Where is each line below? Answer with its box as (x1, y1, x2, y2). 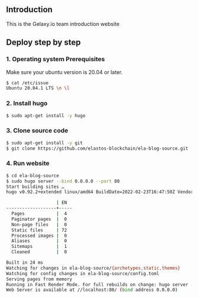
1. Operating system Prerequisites (6, 55, 105, 64)
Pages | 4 (11, 211, 67, 217)
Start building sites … (6, 184, 65, 190)
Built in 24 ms (6, 260, 44, 266)
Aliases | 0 (11, 238, 67, 244)
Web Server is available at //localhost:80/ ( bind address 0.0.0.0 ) (6, 287, 178, 293)
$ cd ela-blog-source (6, 173, 60, 178)
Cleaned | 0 (11, 249, 67, 255)
